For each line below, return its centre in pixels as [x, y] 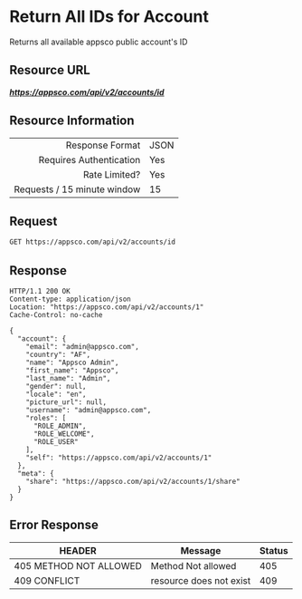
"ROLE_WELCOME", [64, 434]
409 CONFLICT [47, 580]
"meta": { [36, 474]
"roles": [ [46, 419]
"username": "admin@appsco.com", [89, 411]
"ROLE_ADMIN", [60, 426]
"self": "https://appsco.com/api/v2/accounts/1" [119, 458]
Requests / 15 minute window [77, 189]
